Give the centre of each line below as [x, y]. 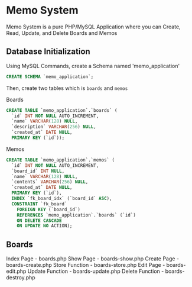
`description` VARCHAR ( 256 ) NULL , [54, 127]
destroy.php [21, 278]
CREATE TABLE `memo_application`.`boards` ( [62, 110]
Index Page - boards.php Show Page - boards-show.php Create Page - [92, 259]
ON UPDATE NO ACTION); [45, 226]
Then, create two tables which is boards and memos [67, 88]
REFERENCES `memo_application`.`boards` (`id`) [76, 215]
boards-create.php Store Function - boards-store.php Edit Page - [86, 265]
